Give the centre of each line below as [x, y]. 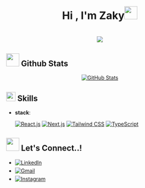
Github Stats [44, 63]
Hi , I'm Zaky [93, 16]
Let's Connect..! [51, 148]
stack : [23, 112]
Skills [27, 98]
